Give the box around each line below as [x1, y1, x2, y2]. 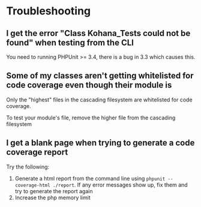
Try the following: [6, 163, 50, 170]
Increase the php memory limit [14, 194, 91, 201]
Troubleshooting [6, 4, 91, 18]
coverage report [6, 147, 68, 157]
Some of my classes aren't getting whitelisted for [6, 71, 194, 81]
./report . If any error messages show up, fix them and [53, 181, 188, 188]
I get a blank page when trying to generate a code [6, 138, 195, 148]
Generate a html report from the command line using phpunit [14, 175, 166, 182]
